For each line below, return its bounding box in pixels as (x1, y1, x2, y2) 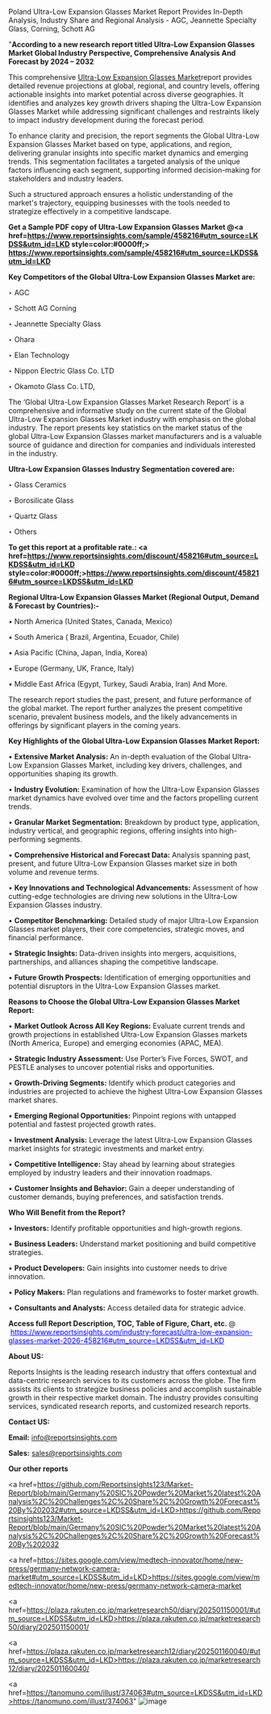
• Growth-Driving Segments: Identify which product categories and (8, 1078, 236, 1088)
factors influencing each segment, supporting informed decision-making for (8, 165, 261, 174)
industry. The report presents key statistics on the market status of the (8, 423, 243, 433)
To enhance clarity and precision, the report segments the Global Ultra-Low (8, 131, 260, 140)
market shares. (8, 1095, 58, 1105)
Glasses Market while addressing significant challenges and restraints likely (8, 107, 260, 116)
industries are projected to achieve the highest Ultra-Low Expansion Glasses (8, 1087, 263, 1096)
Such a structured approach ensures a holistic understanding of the (8, 190, 234, 199)
